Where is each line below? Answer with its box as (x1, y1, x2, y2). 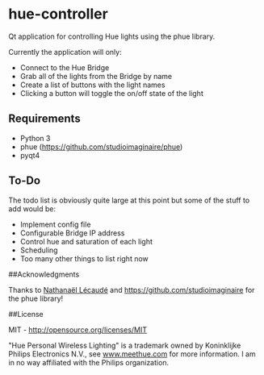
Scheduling (19, 245, 58, 255)
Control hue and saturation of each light (19, 236, 153, 246)
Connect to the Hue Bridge (19, 62, 110, 73)
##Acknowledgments (8, 269, 80, 279)
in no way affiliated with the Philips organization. (8, 357, 170, 367)
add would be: (8, 203, 57, 214)
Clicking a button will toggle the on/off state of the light (19, 88, 203, 98)
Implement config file (19, 219, 91, 229)
